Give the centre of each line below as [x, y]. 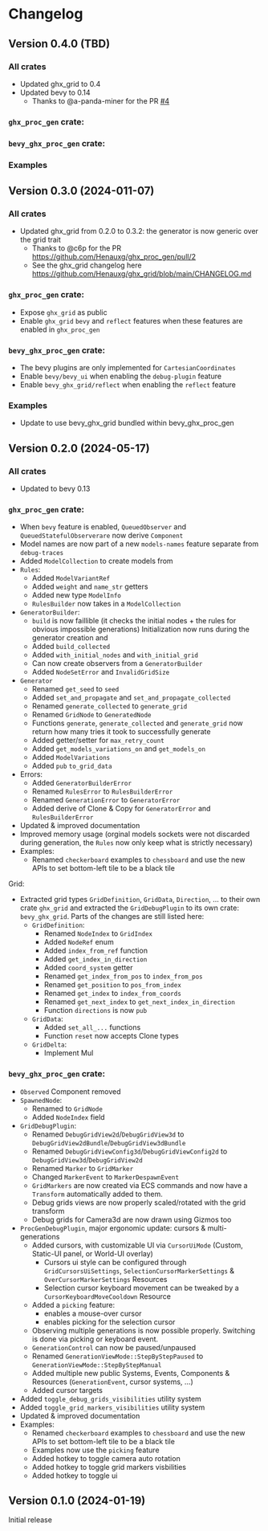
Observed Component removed [71, 1091]
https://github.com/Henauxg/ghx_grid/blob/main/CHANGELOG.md [142, 274]
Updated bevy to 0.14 [55, 92]
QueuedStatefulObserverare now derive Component [102, 536]
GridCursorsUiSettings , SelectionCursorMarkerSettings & [139, 1271]
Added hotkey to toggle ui [75, 1476]
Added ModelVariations [71, 757]
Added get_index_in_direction [95, 959]
